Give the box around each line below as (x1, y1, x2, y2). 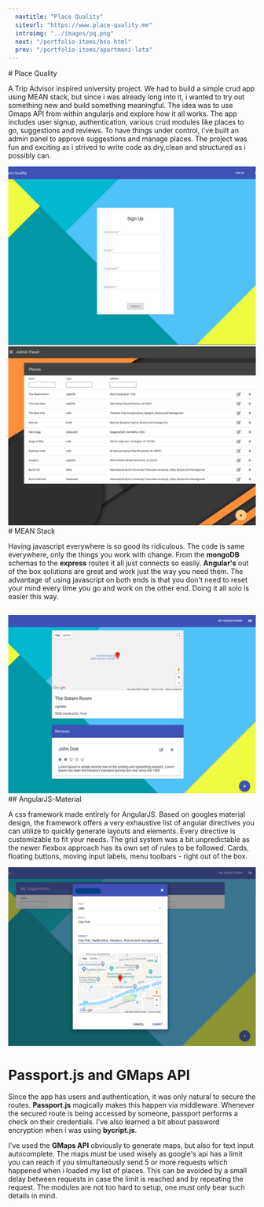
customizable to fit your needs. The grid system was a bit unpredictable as (8, 835, 250, 844)
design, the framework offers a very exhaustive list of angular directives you (8, 818, 255, 828)
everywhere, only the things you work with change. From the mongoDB (8, 549, 240, 559)
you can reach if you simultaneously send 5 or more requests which (8, 1157, 228, 1167)
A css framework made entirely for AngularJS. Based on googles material (8, 810, 246, 819)
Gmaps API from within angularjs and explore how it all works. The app (8, 109, 237, 118)
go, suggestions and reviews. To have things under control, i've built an (8, 126, 240, 136)
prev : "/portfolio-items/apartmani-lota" (15, 46, 153, 54)
